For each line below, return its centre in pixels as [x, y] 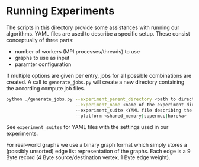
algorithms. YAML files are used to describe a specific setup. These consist [98, 33]
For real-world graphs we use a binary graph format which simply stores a [97, 145]
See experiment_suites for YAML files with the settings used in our [87, 127]
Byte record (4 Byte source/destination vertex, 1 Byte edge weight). [88, 157]
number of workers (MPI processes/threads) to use [77, 51]
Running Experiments [60, 11]
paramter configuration [43, 64]
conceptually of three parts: [40, 40]
